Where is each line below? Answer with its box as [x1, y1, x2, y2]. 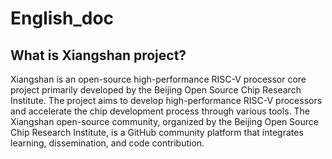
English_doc [10, 7, 115, 30]
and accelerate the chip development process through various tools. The [10, 105, 310, 117]
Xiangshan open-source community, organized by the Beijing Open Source [10, 116, 319, 127]
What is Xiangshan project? [10, 47, 187, 64]
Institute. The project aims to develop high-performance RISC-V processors [10, 95, 323, 106]
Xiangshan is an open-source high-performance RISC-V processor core [10, 73, 307, 85]
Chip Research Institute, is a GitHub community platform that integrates [10, 127, 304, 138]
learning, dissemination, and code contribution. [10, 137, 205, 149]
